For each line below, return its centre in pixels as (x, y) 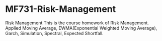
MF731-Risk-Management (61, 9)
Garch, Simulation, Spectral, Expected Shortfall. (55, 33)
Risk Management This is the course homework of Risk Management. (77, 23)
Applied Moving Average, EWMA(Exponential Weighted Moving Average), (81, 28)
